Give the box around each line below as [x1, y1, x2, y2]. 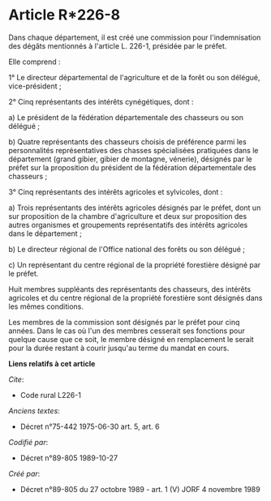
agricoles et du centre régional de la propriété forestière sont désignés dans [8, 293, 263, 302]
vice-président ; [8, 81, 62, 91]
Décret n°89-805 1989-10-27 [19, 452, 118, 463]
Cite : [8, 375, 24, 384]
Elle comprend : [8, 57, 61, 66]
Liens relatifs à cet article [8, 358, 96, 368]
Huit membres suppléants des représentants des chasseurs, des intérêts [8, 284, 252, 293]
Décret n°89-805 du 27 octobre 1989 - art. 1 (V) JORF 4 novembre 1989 [19, 484, 261, 494]
